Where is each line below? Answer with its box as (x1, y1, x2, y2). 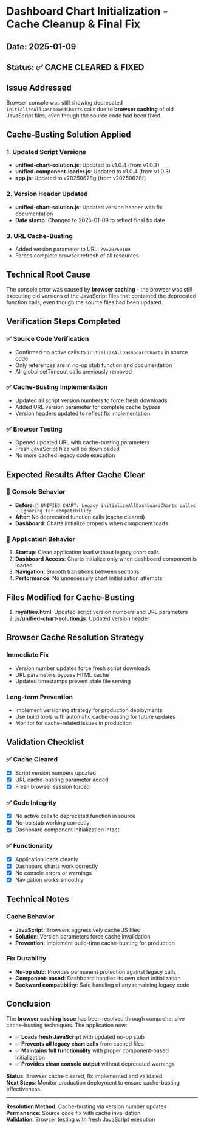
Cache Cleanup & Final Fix (6, 17, 141, 31)
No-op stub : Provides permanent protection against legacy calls (15, 968, 176, 975)
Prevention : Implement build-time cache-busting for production (15, 939, 175, 946)
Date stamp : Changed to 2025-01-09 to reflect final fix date (15, 216, 165, 223)
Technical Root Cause (6, 270, 91, 280)
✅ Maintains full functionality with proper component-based (15, 1047, 169, 1054)
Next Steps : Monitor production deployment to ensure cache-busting (6, 1078, 180, 1086)
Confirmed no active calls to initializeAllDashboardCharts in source (15, 348, 188, 355)
